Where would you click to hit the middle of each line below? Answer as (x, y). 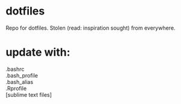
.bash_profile (22, 75)
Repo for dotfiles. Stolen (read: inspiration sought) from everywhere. (91, 28)
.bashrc (15, 69)
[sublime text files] (29, 94)
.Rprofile (16, 88)
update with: (38, 52)
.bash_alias (20, 82)
